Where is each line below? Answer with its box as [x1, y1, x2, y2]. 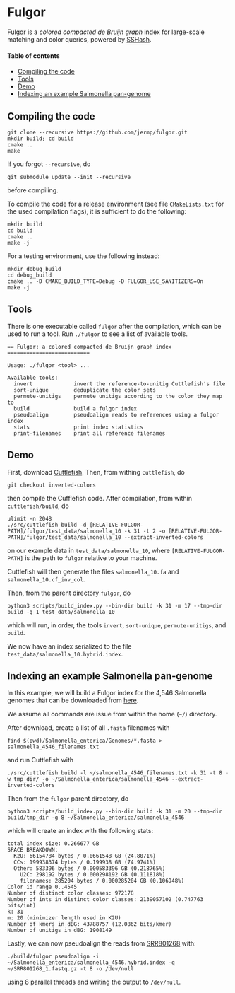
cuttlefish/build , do [7, 501, 69, 510]
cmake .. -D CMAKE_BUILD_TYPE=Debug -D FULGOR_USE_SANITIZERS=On [7, 277, 203, 285]
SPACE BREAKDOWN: [7, 847, 59, 854]
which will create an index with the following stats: [7, 827, 154, 835]
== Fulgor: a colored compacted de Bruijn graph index [7, 343, 172, 350]
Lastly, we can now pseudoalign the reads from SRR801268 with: [7, 939, 196, 948]
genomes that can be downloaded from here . [7, 696, 139, 704]
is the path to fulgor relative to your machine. [24, 553, 157, 562]
